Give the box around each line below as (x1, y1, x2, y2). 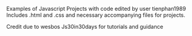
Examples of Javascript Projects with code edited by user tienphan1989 (6, 5, 187, 12)
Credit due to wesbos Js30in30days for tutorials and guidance (6, 23, 163, 30)
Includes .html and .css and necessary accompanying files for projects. (6, 11, 186, 19)
